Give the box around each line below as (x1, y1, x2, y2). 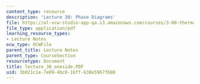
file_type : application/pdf (6, 25, 76, 31)
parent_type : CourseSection (6, 53, 76, 59)
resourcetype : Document (6, 58, 65, 64)
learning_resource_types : (6, 31, 70, 37)
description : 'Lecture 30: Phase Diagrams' (6, 14, 116, 20)
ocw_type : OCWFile (6, 42, 52, 48)
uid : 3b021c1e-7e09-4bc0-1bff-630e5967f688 (6, 69, 116, 75)
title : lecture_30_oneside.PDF (6, 63, 84, 70)
